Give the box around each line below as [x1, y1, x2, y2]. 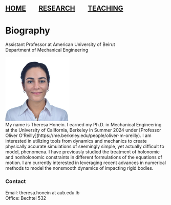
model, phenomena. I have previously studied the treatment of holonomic [5, 149, 160, 155]
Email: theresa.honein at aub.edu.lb [5, 189, 80, 196]
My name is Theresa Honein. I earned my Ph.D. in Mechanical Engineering [5, 122, 162, 128]
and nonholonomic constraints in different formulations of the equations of [5, 154, 162, 161]
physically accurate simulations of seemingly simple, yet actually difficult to [5, 143, 165, 150]
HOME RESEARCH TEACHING [5, 4, 124, 13]
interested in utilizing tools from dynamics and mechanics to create [5, 138, 147, 144]
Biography [5, 25, 50, 36]
